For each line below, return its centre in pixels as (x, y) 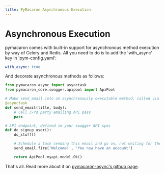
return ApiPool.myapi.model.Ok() (48, 157)
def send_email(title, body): (36, 108)
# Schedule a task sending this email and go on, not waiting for (83, 144)
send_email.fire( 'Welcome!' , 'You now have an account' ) (73, 148)
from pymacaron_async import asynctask (46, 85)
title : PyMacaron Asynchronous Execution (48, 10)
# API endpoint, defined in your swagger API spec (58, 125)
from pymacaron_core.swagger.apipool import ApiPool (60, 90)
